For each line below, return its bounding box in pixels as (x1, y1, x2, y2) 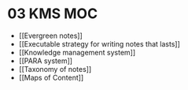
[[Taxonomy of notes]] (18, 64, 92, 73)
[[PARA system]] (18, 56, 72, 66)
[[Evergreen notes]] (18, 31, 83, 40)
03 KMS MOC (7, 5, 98, 23)
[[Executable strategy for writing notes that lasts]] (18, 39, 180, 48)
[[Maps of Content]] (18, 73, 84, 82)
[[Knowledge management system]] (18, 47, 136, 57)
